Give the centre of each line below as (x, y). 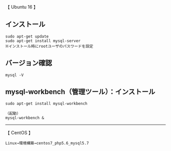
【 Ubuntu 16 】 (22, 7)
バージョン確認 (29, 63)
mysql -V (15, 75)
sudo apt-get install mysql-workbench (46, 104)
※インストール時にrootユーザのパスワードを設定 (49, 46)
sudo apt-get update (27, 36)
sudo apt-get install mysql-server (43, 41)
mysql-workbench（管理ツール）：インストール (80, 92)
